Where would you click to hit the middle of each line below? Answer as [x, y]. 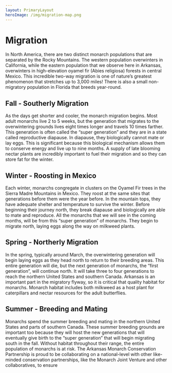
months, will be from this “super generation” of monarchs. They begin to [82, 221]
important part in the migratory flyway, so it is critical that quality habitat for [85, 282]
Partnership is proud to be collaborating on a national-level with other [79, 354]
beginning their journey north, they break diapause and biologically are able [85, 210]
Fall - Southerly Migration [47, 103]
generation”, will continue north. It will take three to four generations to [80, 271]
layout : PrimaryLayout [30, 10]
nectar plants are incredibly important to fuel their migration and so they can [86, 154]
